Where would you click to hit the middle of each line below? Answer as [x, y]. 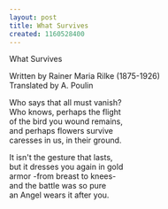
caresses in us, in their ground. [65, 140]
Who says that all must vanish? [65, 103]
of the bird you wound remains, [66, 121]
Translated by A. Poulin [51, 86]
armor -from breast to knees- [63, 176]
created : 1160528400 [47, 34]
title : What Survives [49, 26]
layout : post [33, 17]
